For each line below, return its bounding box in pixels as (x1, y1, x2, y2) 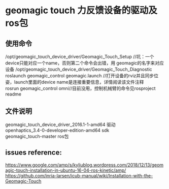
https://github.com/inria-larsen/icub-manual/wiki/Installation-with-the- (5, 172, 153, 178)
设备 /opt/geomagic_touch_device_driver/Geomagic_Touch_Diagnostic (5, 67, 152, 72)
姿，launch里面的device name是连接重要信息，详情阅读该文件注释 (5, 79, 144, 85)
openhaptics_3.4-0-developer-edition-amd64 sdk (5, 127, 110, 133)
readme (5, 91, 22, 97)
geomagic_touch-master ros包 (5, 133, 69, 139)
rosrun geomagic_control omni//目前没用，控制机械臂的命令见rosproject (5, 85, 156, 91)
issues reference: (5, 148, 62, 157)
